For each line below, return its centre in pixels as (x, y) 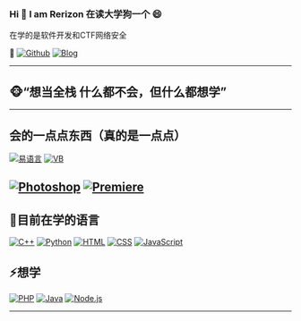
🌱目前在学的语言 (55, 220)
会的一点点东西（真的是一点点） (98, 135)
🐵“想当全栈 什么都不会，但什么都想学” (118, 92)
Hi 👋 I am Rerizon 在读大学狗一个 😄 (86, 13)
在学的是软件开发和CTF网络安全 (68, 35)
